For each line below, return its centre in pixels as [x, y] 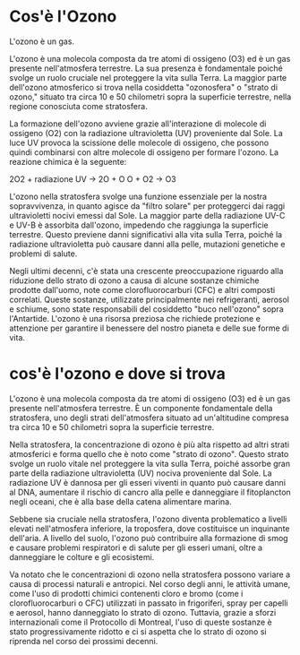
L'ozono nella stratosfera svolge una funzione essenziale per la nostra [138, 196]
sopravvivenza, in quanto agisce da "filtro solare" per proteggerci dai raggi [147, 206]
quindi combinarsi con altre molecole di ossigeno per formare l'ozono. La [144, 152]
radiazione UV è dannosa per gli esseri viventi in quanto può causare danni [148, 482]
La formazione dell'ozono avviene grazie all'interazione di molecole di [138, 124]
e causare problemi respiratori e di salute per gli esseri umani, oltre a [136, 547]
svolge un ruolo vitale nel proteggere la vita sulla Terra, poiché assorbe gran [150, 463]
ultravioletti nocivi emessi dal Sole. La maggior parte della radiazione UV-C [147, 215]
